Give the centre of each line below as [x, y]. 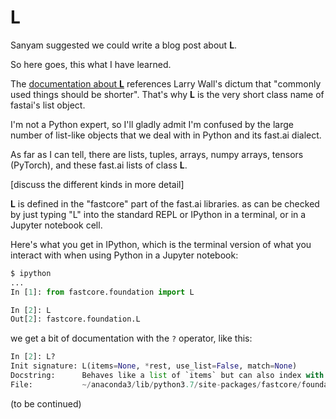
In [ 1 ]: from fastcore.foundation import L [102, 292]
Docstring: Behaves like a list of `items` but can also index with [167, 376]
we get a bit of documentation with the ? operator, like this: [131, 338]
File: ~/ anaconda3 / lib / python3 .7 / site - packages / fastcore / [156, 384]
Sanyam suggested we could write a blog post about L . [124, 45]
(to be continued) [46, 403]
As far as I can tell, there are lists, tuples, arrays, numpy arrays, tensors [157, 154]
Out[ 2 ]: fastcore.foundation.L [75, 319]
